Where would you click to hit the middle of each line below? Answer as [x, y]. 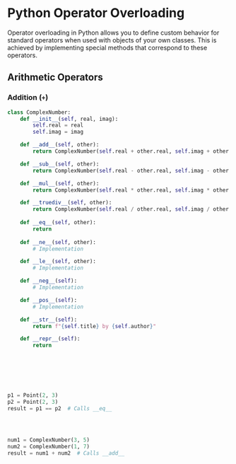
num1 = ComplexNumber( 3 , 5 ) [49, 440]
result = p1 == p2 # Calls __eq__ [60, 408]
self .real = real [58, 125]
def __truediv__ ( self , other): [66, 203]
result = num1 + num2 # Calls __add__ [66, 453]
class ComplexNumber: [39, 112]
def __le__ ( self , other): [58, 262]
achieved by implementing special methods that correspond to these [107, 47]
